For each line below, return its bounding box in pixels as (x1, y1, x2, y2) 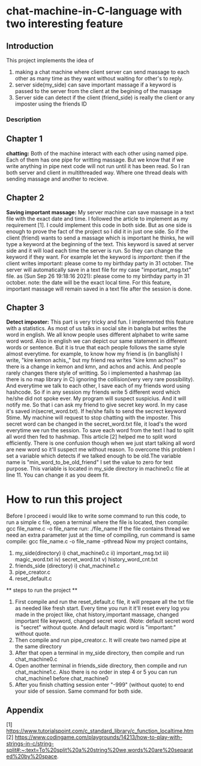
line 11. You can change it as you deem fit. (6, 471, 110, 478)
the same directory (14, 643, 62, 650)
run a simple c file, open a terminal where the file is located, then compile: (6, 519, 189, 526)
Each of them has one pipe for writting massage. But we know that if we (6, 156, 184, 163)
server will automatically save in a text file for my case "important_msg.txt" (6, 266, 191, 273)
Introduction (6, 41, 54, 51)
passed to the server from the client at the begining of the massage (14, 88, 182, 94)
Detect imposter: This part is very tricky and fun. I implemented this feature (6, 318, 194, 325)
